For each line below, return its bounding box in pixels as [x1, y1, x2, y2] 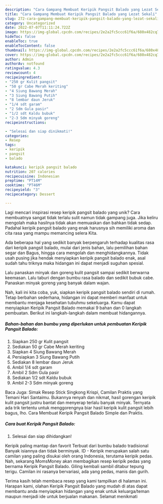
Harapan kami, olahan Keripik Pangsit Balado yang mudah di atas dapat [5, 483, 148, 489]
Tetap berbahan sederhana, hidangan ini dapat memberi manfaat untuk [5, 295, 147, 300]
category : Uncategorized [5, 20, 55, 26]
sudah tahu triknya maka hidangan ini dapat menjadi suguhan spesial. [5, 260, 145, 266]
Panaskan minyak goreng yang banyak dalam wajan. [5, 280, 110, 286]
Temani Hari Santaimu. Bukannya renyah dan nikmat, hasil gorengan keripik [5, 394, 156, 400]
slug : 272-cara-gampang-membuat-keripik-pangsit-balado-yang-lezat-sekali [5, 16, 160, 21]
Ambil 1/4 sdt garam [12, 364, 52, 370]
